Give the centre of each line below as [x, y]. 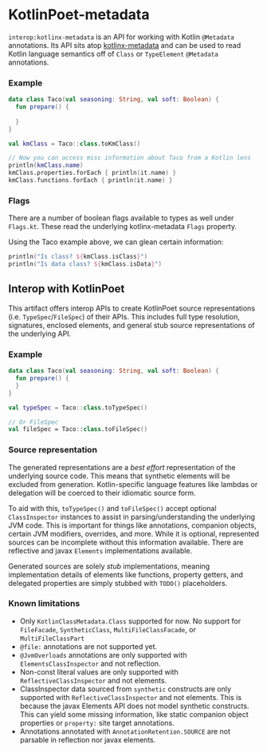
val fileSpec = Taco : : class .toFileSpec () [78, 429]
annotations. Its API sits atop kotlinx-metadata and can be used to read [125, 45]
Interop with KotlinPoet [67, 289]
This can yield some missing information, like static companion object [134, 714]
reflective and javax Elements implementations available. [100, 550]
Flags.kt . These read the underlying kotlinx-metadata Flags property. [123, 227]
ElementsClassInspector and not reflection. [90, 663]
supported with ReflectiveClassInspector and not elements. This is [130, 697]
